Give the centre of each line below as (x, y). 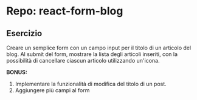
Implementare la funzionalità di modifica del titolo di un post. (91, 84)
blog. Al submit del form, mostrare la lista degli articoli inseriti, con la (92, 54)
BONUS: (17, 72)
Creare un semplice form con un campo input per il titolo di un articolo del (99, 48)
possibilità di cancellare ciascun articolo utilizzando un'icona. (83, 61)
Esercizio (24, 33)
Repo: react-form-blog (65, 11)
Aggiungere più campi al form (52, 90)
